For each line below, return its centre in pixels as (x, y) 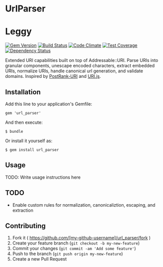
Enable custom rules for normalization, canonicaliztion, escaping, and (84, 205)
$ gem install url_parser (32, 150)
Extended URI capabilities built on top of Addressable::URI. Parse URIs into (82, 60)
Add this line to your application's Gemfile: (49, 104)
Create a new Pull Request (40, 259)
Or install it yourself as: (29, 141)
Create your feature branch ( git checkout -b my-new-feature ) (76, 243)
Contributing (25, 226)
